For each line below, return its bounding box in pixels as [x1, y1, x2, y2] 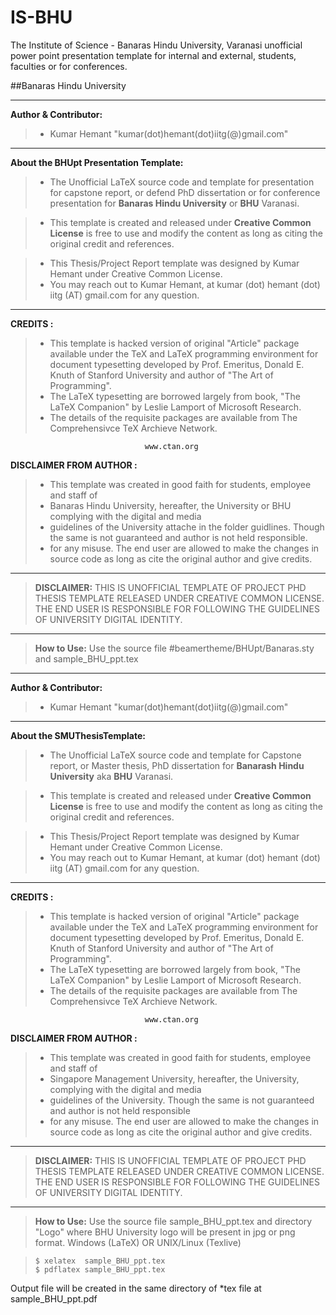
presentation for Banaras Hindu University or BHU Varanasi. [49, 197, 300, 209]
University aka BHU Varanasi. [49, 770, 174, 782]
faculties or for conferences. [10, 60, 128, 72]
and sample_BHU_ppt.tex [34, 652, 139, 665]
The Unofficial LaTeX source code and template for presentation [49, 176, 315, 188]
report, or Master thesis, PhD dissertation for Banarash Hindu [49, 759, 305, 771]
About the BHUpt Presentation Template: [10, 156, 184, 168]
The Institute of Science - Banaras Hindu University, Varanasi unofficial [10, 39, 303, 51]
